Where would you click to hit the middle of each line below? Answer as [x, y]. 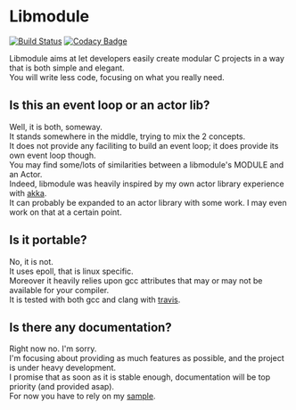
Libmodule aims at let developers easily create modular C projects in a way [147, 58]
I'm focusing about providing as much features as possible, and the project [147, 358]
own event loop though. [53, 155]
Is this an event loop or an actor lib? [110, 106]
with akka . [28, 193]
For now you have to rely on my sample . [82, 396]
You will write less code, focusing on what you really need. [117, 77]
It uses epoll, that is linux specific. [71, 271]
